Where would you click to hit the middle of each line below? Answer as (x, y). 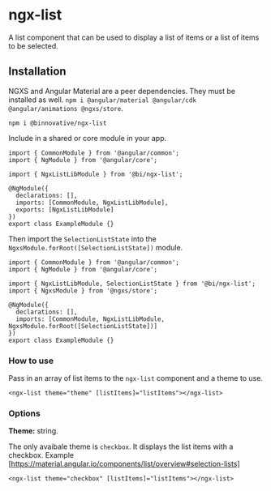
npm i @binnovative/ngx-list (58, 123)
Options (24, 413)
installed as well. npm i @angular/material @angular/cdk (103, 100)
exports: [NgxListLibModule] (65, 209)
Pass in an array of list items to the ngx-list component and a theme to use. (136, 378)
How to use (31, 361)
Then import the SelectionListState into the (82, 239)
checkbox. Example (41, 455)
